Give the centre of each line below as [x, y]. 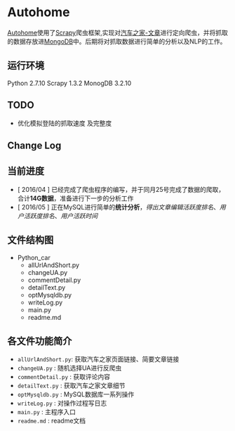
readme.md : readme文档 [52, 421]
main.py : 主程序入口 [46, 412]
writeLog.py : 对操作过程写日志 [62, 403]
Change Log [34, 145]
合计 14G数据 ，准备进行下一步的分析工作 [75, 198]
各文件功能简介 [40, 341]
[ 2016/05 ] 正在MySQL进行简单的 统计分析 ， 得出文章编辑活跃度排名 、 [118, 207]
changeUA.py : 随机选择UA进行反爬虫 [69, 368]
